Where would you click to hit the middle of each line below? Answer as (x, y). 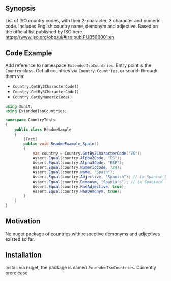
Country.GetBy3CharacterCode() (46, 92)
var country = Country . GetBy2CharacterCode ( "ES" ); (87, 153)
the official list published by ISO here (44, 31)
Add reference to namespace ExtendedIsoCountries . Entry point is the (78, 65)
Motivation (23, 221)
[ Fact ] (31, 139)
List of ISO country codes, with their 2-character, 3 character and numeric (83, 20)
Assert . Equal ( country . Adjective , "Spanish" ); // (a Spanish (97, 177)
